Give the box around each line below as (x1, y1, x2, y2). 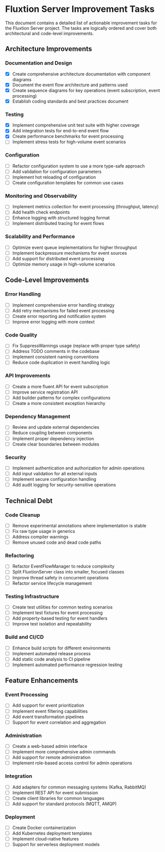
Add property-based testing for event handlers (12, 616, 108, 622)
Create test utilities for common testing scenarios (12, 604, 113, 610)
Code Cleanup (5, 511, 41, 518)
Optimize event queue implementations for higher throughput (12, 244, 137, 250)
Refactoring (5, 552, 35, 559)
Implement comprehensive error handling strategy (12, 302, 115, 308)
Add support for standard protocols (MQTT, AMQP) (12, 800, 117, 806)
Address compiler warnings (12, 534, 69, 540)
